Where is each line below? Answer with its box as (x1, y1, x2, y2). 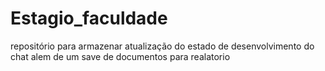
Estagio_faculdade (10, 7, 168, 30)
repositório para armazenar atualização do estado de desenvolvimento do (10, 40, 315, 52)
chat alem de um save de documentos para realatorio (10, 50, 231, 62)
